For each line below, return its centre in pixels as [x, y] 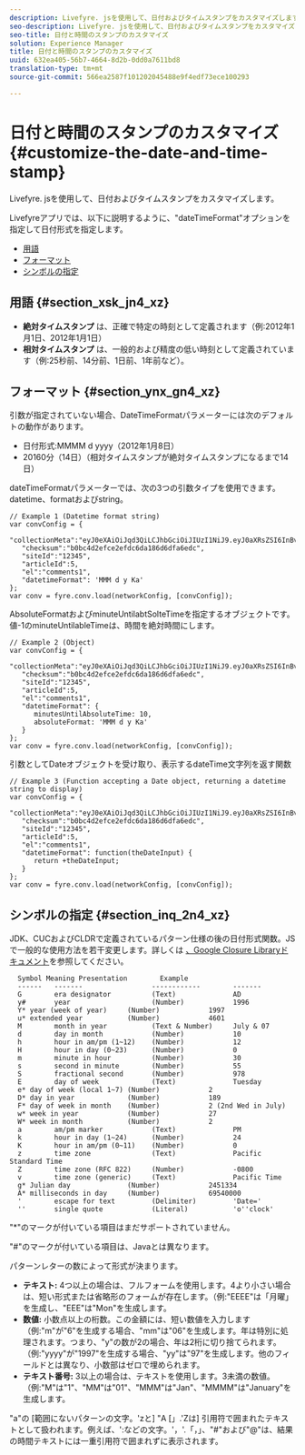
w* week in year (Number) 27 [118, 1114]
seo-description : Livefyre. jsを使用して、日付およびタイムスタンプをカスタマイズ [152, 26]
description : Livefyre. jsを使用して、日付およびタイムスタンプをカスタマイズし [148, 18]
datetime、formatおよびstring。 [69, 499]
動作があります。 [57, 426]
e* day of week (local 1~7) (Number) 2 [115, 1090]
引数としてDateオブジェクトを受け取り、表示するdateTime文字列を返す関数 [151, 764]
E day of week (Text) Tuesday [139, 1082]
